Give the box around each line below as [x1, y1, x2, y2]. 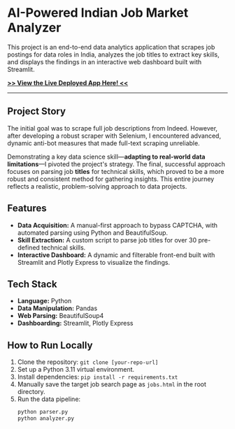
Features [7, 203, 47, 214]
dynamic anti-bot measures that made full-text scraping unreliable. [7, 138, 201, 147]
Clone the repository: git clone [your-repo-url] [17, 358, 159, 366]
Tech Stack [7, 278, 57, 290]
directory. [17, 388, 45, 396]
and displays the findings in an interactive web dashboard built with [7, 57, 202, 66]
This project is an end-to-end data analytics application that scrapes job [7, 43, 215, 51]
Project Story [7, 106, 66, 117]
